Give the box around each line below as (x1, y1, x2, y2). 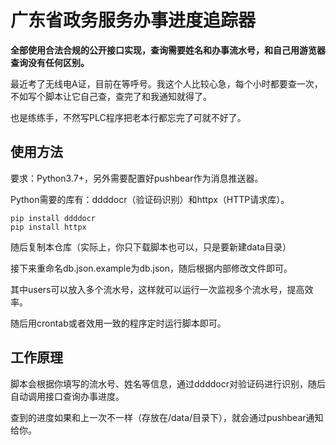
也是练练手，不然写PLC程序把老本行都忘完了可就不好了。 (10, 111, 247, 123)
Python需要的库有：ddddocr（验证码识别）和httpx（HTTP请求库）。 (10, 193, 290, 205)
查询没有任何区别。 (10, 56, 90, 68)
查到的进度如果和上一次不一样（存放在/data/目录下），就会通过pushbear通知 (10, 411, 324, 423)
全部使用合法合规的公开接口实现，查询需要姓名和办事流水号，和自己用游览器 (10, 44, 326, 56)
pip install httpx (10, 222, 87, 232)
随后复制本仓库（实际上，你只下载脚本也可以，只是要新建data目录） (10, 241, 292, 253)
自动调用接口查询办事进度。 (10, 390, 125, 402)
